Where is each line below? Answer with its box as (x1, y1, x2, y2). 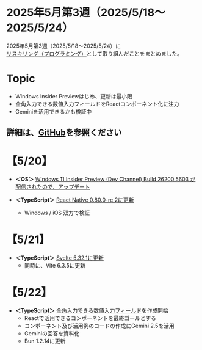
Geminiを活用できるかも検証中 (15, 108, 92, 115)
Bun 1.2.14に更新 (24, 337, 66, 345)
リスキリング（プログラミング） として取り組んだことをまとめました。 (6, 49, 183, 57)
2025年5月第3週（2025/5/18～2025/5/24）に (6, 42, 121, 49)
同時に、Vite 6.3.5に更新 (24, 262, 86, 269)
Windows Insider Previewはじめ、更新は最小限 (15, 92, 132, 100)
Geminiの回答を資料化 (24, 330, 80, 337)
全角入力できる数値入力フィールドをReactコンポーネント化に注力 (15, 100, 179, 108)
